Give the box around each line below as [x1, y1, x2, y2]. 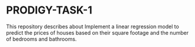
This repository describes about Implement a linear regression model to [6, 23, 179, 30]
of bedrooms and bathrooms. [6, 35, 77, 42]
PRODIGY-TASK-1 [6, 4, 93, 17]
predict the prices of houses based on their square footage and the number [6, 29, 189, 36]
